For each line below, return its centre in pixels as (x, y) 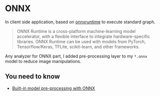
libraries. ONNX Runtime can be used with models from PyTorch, (81, 41)
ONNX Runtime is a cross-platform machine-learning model (76, 31)
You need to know (33, 76)
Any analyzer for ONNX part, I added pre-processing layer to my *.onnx (76, 56)
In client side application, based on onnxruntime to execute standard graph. (80, 22)
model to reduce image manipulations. (43, 61)
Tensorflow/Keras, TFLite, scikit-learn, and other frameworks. (78, 47)
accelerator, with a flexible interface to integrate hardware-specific (83, 36)
